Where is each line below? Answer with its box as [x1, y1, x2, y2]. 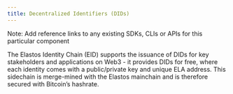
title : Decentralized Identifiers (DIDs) [7, 10, 130, 17]
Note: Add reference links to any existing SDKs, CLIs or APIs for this [7, 29, 203, 38]
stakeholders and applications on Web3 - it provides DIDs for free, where [7, 57, 218, 66]
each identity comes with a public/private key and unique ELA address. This [7, 65, 226, 73]
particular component [7, 36, 70, 45]
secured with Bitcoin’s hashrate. [7, 79, 99, 88]
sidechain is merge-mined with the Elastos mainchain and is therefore [7, 72, 209, 81]
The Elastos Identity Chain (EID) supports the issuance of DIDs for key [7, 50, 209, 58]
